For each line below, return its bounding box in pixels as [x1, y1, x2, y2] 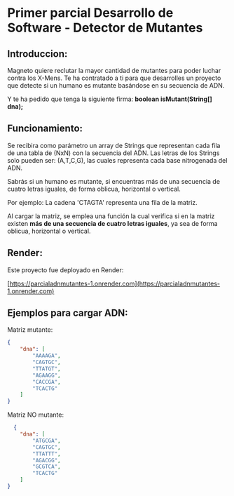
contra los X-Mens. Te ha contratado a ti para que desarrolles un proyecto [7, 74, 221, 82]
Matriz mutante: [7, 326, 53, 334]
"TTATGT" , [32, 365, 61, 373]
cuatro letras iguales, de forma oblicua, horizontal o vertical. [7, 185, 181, 193]
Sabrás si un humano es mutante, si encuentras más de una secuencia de [7, 177, 221, 185]
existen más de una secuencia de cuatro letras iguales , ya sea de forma [7, 219, 219, 227]
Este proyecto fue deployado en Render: [7, 265, 124, 274]
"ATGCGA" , [32, 437, 61, 444]
